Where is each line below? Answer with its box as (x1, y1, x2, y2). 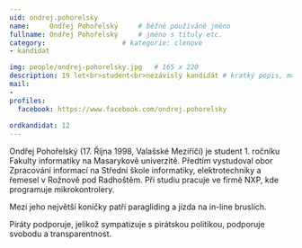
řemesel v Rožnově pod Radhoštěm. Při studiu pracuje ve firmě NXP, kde (9, 174, 280, 185)
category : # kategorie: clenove (9, 38, 203, 48)
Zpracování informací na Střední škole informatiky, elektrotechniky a (9, 165, 262, 176)
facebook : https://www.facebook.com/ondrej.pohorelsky (17, 104, 227, 113)
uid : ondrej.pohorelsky (9, 13, 99, 22)
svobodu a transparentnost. (9, 228, 112, 239)
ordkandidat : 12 (9, 121, 70, 130)
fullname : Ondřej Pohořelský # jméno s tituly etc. (9, 30, 223, 39)
